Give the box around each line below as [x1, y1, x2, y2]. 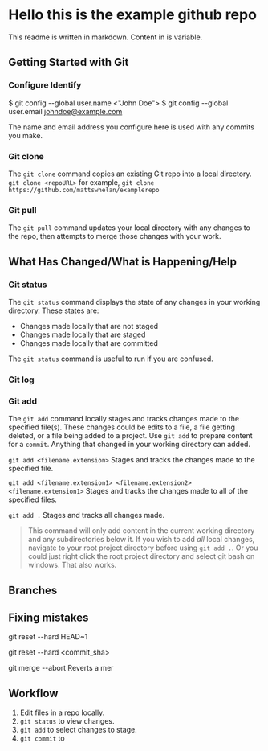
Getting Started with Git [8, 55, 129, 69]
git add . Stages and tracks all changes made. [8, 511, 165, 520]
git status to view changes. [19, 716, 115, 726]
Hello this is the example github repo [8, 6, 257, 24]
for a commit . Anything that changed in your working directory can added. [8, 440, 251, 449]
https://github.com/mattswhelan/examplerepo [8, 186, 160, 194]
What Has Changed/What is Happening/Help [8, 255, 237, 269]
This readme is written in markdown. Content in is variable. [8, 32, 203, 42]
